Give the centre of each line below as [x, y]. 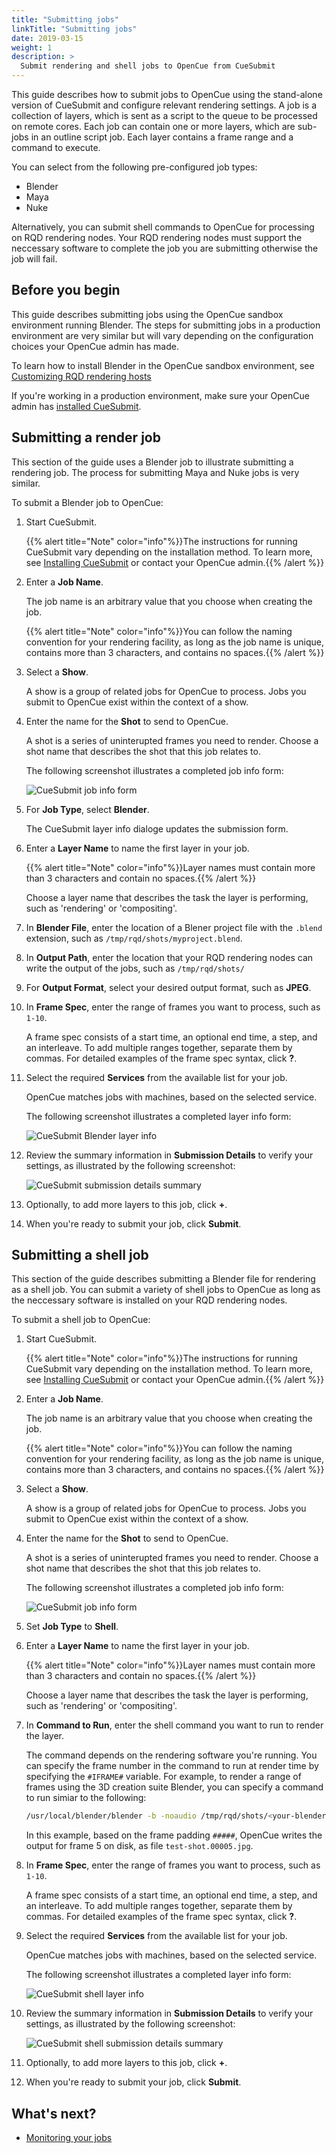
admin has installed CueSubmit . [76, 406]
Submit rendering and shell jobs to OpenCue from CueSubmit [148, 66]
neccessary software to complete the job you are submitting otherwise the [165, 248]
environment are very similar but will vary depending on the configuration [162, 335]
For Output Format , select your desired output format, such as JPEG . [168, 987]
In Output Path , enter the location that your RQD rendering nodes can [169, 957]
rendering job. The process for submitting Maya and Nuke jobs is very [155, 472]
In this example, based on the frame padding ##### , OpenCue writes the [174, 1835]
